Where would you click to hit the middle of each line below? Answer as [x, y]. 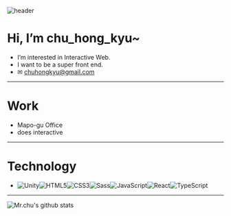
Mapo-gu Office [40, 125]
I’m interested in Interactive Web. [64, 57]
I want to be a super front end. [60, 64]
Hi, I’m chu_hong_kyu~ [74, 38]
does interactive [40, 132]
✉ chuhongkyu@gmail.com [56, 71]
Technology [42, 166]
